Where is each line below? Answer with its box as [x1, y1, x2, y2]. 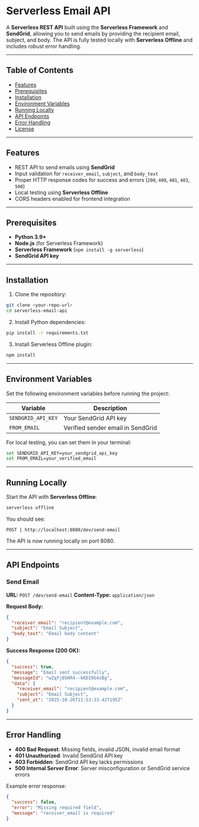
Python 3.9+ [14, 233, 46, 241]
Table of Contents [6, 65, 74, 75]
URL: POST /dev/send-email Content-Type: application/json [6, 591, 155, 598]
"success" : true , [11, 663, 54, 670]
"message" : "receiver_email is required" [11, 810, 115, 816]
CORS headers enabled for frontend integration [14, 195, 130, 202]
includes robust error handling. [6, 43, 82, 50]
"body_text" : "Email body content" [11, 631, 99, 637]
